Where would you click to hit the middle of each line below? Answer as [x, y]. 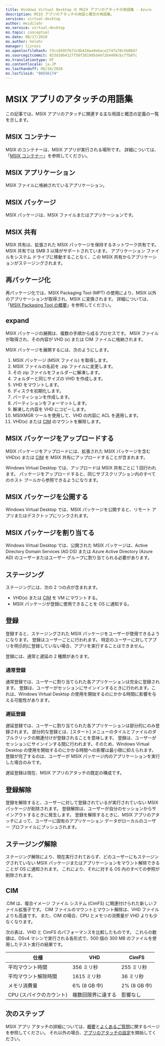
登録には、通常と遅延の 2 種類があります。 [49, 656]
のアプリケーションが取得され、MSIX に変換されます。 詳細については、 [78, 299]
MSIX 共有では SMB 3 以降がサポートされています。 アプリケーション [75, 251]
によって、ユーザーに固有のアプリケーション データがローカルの [79, 821]
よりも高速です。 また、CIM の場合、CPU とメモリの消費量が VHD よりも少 [82, 916]
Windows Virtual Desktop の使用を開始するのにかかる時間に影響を [85, 694]
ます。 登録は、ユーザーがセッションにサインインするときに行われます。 [79, 688]
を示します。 [18, 120]
